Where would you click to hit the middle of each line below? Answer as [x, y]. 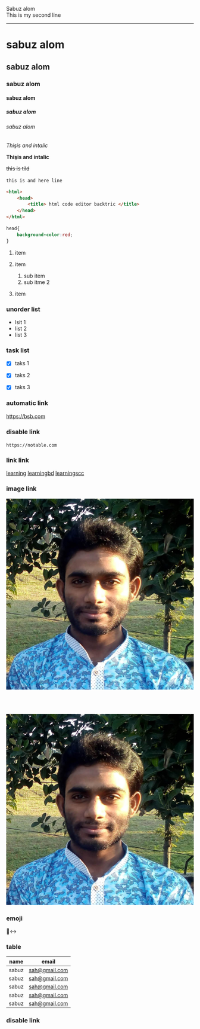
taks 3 [22, 387]
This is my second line [34, 15]
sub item [35, 276]
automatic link [27, 403]
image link [21, 488]
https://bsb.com [26, 416]
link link [18, 460]
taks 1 [22, 364]
